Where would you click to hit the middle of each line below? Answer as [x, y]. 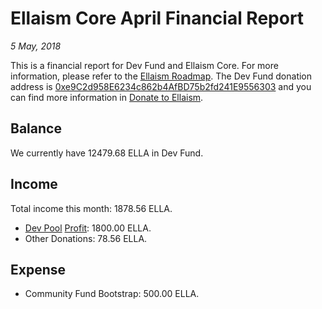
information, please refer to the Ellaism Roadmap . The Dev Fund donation [161, 76]
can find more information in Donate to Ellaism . [107, 97]
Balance [36, 128]
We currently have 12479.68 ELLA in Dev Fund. [107, 153]
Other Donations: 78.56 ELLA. [86, 238]
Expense [38, 269]
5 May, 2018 [36, 46]
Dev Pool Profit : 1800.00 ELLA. [88, 228]
